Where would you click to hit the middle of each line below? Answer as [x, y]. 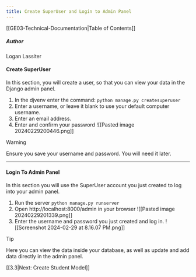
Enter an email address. [43, 118]
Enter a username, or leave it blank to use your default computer [92, 106]
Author [15, 41]
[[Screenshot [30, 227]
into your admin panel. [33, 191]
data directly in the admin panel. [45, 256]
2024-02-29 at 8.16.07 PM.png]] [86, 227]
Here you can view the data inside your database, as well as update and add [98, 250]
